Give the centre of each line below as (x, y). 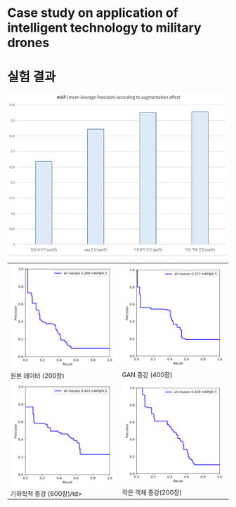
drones (28, 43)
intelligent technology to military (104, 28)
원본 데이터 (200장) (37, 376)
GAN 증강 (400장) (147, 374)
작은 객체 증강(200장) (152, 492)
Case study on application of (93, 13)
